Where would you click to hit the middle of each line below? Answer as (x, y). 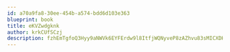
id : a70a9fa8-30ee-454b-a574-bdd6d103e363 (68, 13)
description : (26, 38)
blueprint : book (30, 20)
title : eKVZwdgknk (33, 26)
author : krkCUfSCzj (35, 32)
